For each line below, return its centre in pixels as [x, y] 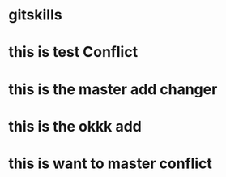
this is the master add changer [113, 89]
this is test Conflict [73, 52]
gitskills [35, 15]
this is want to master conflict [110, 163]
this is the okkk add [75, 126]
